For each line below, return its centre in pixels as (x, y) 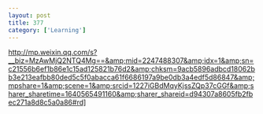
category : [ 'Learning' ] (47, 30)
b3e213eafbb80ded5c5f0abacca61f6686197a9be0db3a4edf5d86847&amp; (131, 77)
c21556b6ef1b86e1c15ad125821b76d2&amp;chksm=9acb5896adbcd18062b (132, 69)
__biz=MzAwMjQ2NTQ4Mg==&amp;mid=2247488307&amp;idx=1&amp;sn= (131, 61)
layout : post (30, 15)
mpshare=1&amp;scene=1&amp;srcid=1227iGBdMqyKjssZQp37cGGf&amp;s (131, 86)
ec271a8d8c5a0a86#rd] (47, 102)
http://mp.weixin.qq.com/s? (53, 53)
